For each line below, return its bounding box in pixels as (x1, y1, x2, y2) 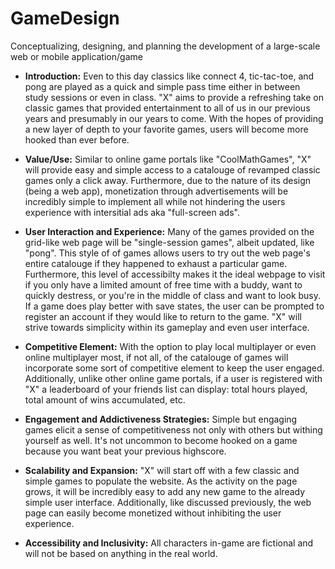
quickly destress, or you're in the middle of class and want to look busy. (24, 289, 322, 301)
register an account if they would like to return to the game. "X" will (24, 310, 302, 322)
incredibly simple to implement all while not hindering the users (24, 195, 286, 207)
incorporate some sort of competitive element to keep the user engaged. (24, 362, 325, 374)
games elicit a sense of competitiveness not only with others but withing (24, 423, 323, 436)
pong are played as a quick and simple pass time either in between (24, 80, 301, 92)
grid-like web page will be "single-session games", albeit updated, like (24, 236, 315, 248)
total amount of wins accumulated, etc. (24, 393, 186, 406)
